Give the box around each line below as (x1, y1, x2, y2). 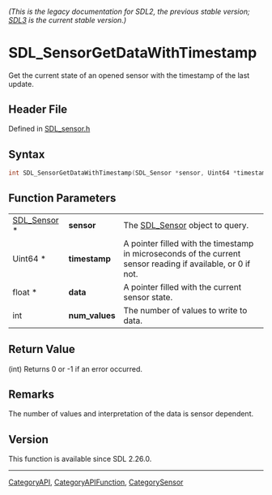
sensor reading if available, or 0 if (123, 258, 251, 269)
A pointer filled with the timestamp (123, 238, 254, 249)
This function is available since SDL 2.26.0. (8, 454, 152, 464)
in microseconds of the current (123, 247, 241, 259)
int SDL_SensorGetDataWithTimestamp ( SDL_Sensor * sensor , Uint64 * (8, 169, 237, 178)
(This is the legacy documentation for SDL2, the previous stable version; (8, 6, 250, 16)
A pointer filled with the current (123, 281, 241, 292)
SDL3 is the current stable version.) (8, 15, 127, 24)
